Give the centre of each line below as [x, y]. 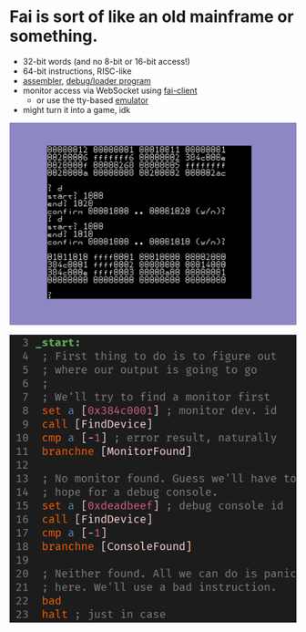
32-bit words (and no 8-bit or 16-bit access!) [107, 61]
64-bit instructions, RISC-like [77, 71]
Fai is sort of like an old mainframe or [152, 17]
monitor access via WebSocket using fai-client [110, 90]
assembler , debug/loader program [87, 80]
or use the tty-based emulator [92, 100]
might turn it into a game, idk [76, 109]
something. [54, 36]
